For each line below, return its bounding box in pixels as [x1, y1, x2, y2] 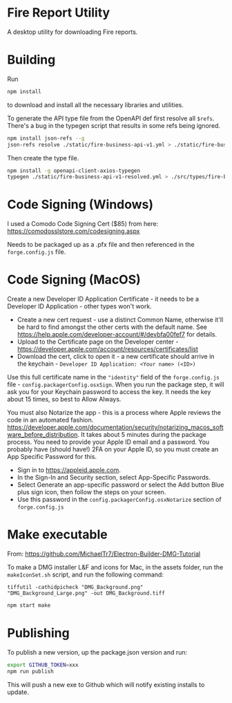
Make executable [7, 527, 108, 543]
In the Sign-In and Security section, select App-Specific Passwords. [17, 474, 211, 482]
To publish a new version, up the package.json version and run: [7, 648, 188, 656]
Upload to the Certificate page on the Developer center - [17, 337, 179, 346]
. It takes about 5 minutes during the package [77, 431, 207, 439]
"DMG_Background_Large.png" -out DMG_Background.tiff [7, 590, 166, 597]
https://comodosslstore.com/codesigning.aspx [7, 227, 140, 236]
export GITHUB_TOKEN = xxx [7, 662, 79, 668]
